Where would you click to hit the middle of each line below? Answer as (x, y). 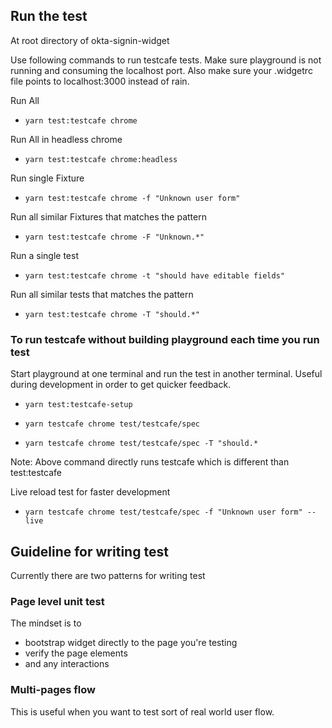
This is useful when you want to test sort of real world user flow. (142, 711)
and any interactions (67, 664)
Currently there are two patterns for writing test (108, 575)
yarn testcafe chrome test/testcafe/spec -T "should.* (141, 444)
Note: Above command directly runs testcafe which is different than (150, 462)
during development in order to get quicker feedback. (121, 385)
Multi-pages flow (53, 690)
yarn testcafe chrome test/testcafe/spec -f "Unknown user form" (163, 512)
